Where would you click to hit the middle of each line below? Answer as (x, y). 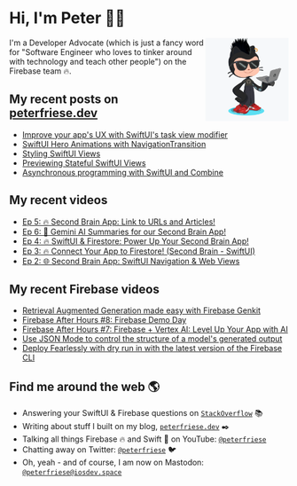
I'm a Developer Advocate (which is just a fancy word (106, 43)
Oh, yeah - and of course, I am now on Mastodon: (113, 462)
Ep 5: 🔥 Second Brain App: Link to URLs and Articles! (118, 222)
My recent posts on (64, 100)
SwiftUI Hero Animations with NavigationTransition (114, 144)
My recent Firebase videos (84, 289)
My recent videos (59, 200)
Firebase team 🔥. (41, 71)
